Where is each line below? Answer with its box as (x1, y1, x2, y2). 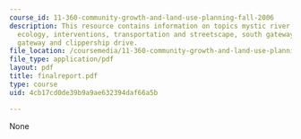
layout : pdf (9, 64, 54, 73)
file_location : (9, 47, 66, 56)
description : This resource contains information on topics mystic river (9, 22, 291, 30)
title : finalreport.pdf (9, 72, 99, 81)
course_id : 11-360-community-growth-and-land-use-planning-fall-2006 (9, 13, 275, 22)
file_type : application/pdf (9, 55, 115, 64)
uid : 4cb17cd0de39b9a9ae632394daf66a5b (9, 88, 159, 97)
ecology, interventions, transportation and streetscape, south (17, 30, 262, 39)
